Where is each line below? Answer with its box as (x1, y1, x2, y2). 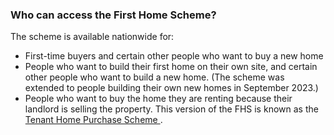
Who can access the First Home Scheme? (10, 8, 217, 22)
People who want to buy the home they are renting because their (24, 93, 293, 105)
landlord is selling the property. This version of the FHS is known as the (24, 103, 319, 115)
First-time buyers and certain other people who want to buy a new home (24, 50, 324, 62)
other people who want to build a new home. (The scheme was (24, 71, 285, 83)
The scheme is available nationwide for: (10, 31, 175, 43)
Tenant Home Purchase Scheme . (24, 114, 163, 126)
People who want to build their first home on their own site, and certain (24, 61, 318, 73)
